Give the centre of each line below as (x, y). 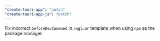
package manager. (24, 33)
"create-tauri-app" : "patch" (35, 10)
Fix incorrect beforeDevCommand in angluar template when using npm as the (80, 28)
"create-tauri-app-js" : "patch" (38, 14)
